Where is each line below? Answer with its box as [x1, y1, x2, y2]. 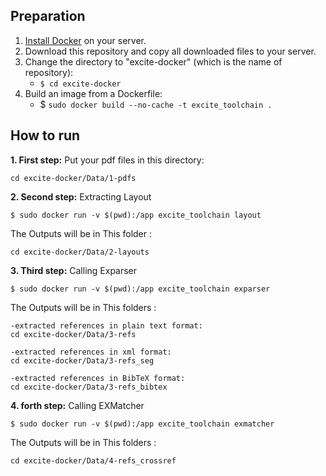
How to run [10, 127, 81, 144]
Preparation [10, 8, 86, 25]
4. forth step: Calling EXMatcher [10, 399, 145, 411]
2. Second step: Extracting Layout [10, 190, 152, 203]
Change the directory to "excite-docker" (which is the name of [24, 55, 283, 68]
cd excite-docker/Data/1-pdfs [10, 173, 137, 183]
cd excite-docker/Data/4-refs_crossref [10, 455, 177, 466]
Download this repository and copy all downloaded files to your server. [24, 45, 317, 57]
